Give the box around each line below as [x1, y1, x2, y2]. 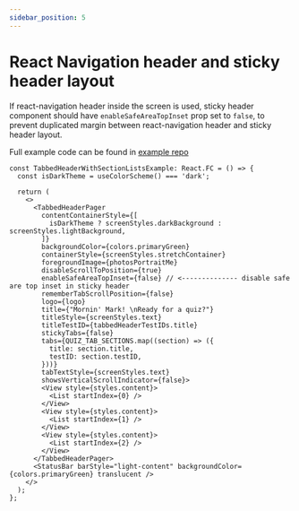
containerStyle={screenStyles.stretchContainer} [41, 250, 226, 259]
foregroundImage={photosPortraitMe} [41, 257, 178, 267]
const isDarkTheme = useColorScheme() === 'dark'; [17, 171, 210, 180]
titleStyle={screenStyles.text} [41, 313, 163, 322]
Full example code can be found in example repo [9, 146, 190, 157]
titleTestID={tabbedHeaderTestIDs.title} [41, 320, 199, 330]
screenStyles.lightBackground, [9, 226, 126, 236]
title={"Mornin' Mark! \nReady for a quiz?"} [41, 305, 215, 314]
